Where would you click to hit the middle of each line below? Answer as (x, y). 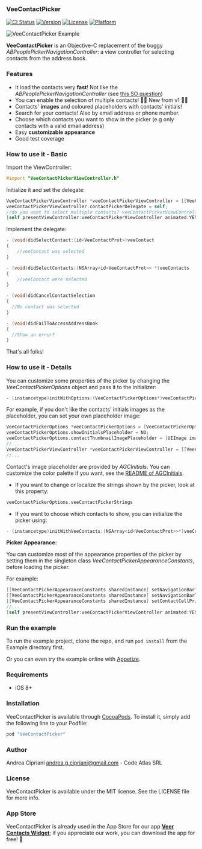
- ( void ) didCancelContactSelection (51, 296)
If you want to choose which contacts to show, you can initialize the (99, 514)
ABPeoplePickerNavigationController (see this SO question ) (89, 94)
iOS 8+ (23, 688)
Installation (23, 704)
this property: (32, 491)
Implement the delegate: (36, 229)
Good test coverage (39, 138)
